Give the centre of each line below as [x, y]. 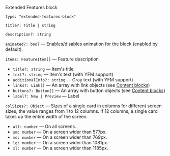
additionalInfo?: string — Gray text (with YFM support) [73, 80]
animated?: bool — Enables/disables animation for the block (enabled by [81, 44]
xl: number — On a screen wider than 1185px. [60, 148]
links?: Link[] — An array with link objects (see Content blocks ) [81, 85]
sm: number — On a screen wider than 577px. [60, 132]
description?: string [28, 35]
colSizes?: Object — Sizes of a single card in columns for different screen [83, 106]
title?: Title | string [31, 25]
